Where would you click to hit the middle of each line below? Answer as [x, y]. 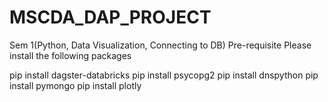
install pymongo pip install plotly [75, 85]
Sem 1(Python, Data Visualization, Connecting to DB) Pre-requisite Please [160, 45]
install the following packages [70, 55]
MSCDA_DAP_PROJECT [110, 17]
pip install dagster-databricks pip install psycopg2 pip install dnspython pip [164, 75]
